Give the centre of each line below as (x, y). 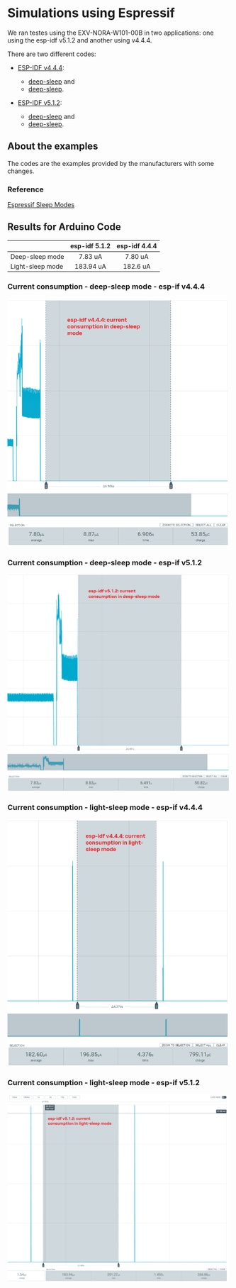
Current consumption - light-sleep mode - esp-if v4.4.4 (105, 807)
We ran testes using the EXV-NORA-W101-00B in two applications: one (111, 33)
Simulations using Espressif (91, 13)
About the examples (53, 146)
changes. (21, 171)
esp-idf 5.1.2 (90, 246)
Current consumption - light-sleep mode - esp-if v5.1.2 (104, 1083)
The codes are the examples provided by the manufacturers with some (111, 163)
